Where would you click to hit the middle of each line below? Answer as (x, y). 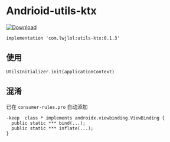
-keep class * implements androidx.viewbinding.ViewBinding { (86, 118)
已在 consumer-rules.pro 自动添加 (47, 106)
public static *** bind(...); (48, 123)
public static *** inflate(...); (53, 128)
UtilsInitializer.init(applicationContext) (61, 72)
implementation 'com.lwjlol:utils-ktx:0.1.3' (63, 38)
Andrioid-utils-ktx (51, 11)
